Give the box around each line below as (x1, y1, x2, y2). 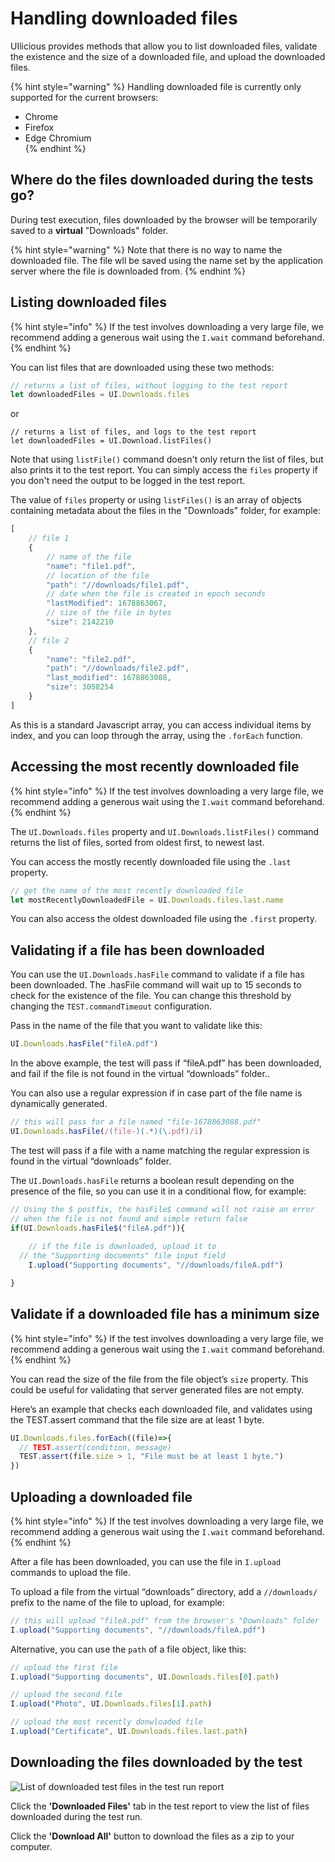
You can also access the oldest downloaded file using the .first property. (10, 913, 317, 925)
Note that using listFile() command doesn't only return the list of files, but (10, 453, 324, 466)
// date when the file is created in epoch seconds (46, 589, 267, 599)
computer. (10, 1840, 53, 1852)
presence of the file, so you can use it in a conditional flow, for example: (10, 1185, 307, 1197)
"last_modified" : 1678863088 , (46, 673, 172, 683)
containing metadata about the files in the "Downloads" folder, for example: (10, 505, 321, 517)
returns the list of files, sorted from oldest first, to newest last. (10, 836, 265, 848)
